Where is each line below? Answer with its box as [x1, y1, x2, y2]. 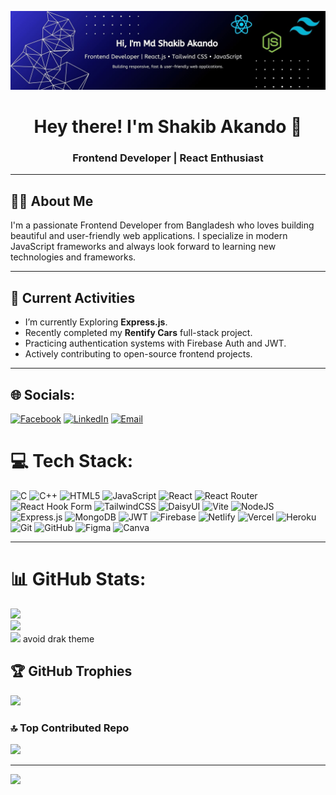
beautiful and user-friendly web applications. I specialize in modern [10, 230, 288, 242]
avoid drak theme [22, 632, 95, 645]
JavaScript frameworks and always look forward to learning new [10, 241, 277, 253]
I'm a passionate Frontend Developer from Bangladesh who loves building [10, 219, 315, 231]
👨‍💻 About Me [10, 192, 94, 210]
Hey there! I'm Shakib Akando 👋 [33, 116, 303, 138]
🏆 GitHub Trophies [10, 663, 133, 680]
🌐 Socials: [10, 386, 76, 403]
